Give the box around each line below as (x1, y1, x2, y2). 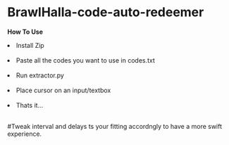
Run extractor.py (16, 71, 65, 80)
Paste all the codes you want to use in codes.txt (16, 56, 155, 64)
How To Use (7, 27, 44, 36)
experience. (7, 130, 42, 138)
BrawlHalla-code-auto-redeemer (7, 4, 204, 20)
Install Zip (16, 41, 44, 49)
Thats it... (16, 101, 44, 109)
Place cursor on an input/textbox (16, 86, 111, 94)
